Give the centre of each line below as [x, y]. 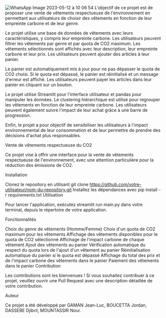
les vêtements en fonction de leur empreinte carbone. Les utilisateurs [76, 105]
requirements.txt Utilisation [36, 195]
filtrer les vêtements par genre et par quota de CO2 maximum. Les [73, 44]
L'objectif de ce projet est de [124, 8]
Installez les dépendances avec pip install [115, 190]
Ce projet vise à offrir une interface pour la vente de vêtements [69, 155]
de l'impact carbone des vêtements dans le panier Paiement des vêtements [82, 261]
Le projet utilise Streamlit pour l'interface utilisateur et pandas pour [73, 94]
